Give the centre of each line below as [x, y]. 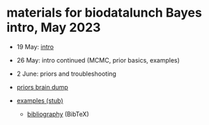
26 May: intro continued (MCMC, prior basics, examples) [98, 60]
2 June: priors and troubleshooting [66, 74]
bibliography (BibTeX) [58, 114]
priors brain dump [42, 87]
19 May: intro [35, 47]
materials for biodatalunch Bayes [104, 13]
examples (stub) [40, 100]
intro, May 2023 [54, 27]
